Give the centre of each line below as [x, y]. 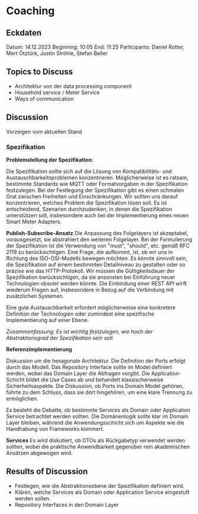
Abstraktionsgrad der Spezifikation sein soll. [60, 338]
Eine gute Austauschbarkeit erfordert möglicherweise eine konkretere [91, 307]
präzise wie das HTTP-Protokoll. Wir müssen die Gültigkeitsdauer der [90, 271]
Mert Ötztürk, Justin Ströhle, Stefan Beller [57, 53]
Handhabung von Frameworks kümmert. [55, 429]
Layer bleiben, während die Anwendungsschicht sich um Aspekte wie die [95, 422]
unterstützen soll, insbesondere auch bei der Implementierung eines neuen [98, 215]
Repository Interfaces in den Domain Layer [67, 505]
